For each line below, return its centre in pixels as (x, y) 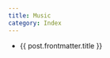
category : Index (35, 23)
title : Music (30, 15)
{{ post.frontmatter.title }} (61, 45)
